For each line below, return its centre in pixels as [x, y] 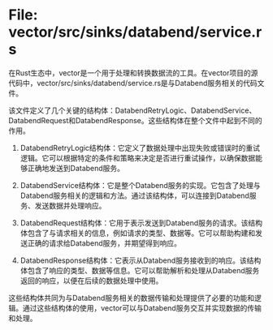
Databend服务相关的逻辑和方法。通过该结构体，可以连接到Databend [134, 195]
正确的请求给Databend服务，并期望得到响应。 [104, 243]
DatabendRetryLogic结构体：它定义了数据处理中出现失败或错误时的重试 [140, 148]
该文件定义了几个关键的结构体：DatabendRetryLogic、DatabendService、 [132, 110]
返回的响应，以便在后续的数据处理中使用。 [91, 281]
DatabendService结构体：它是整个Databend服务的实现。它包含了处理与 [140, 185]
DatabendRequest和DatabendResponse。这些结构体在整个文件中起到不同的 [135, 120]
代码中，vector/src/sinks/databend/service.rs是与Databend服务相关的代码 [133, 83]
